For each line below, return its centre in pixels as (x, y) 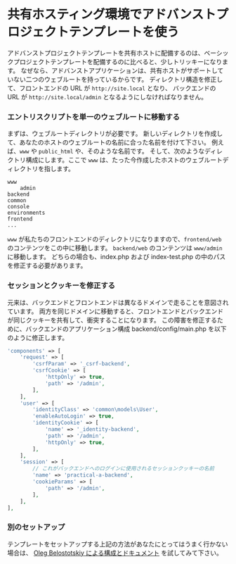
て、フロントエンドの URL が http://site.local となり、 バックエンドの (112, 88)
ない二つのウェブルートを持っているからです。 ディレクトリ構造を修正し (118, 79)
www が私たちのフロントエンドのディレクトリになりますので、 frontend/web (114, 239)
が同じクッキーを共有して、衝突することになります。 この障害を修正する (112, 320)
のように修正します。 (38, 337)
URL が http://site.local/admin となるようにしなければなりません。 (107, 96)
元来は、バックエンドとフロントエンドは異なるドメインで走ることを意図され (118, 302)
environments (26, 213)
